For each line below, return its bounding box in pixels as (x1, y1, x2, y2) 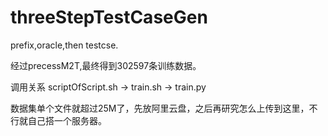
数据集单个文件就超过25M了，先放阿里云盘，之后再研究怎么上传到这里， (10, 102, 310, 114)
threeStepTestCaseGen (10, 6, 208, 29)
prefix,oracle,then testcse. (10, 39, 119, 51)
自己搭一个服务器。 (27, 114, 107, 126)
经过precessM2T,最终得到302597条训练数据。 (10, 59, 202, 71)
